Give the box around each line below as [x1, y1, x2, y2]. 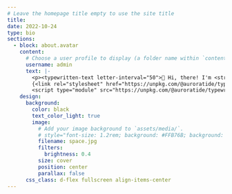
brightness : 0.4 [43, 151, 91, 158]
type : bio [7, 29, 36, 36]
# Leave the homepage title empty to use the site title [7, 10, 175, 17]
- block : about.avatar [13, 42, 79, 49]
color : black [32, 106, 70, 113]
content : [19, 49, 45, 56]
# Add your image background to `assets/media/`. [37, 125, 184, 132]
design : [19, 94, 41, 100]
